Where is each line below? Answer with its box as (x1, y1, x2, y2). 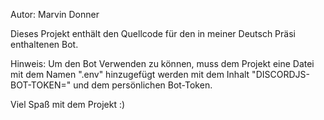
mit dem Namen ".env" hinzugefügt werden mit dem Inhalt (10, 69, 250, 80)
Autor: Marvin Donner (10, 9, 100, 20)
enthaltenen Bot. (10, 39, 79, 50)
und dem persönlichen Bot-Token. (73, 79, 213, 91)
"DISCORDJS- (251, 69, 310, 80)
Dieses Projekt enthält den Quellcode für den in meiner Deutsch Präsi (10, 28, 296, 39)
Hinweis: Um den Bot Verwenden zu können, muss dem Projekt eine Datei (10, 58, 315, 69)
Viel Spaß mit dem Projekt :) (10, 99, 126, 110)
